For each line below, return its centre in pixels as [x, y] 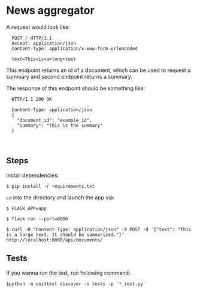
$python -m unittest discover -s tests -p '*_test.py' [76, 284]
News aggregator [50, 11]
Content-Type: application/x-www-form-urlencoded [75, 49]
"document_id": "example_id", [55, 120]
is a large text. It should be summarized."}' [65, 235]
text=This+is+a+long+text [44, 59]
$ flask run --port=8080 [37, 219]
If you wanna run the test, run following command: [68, 273]
